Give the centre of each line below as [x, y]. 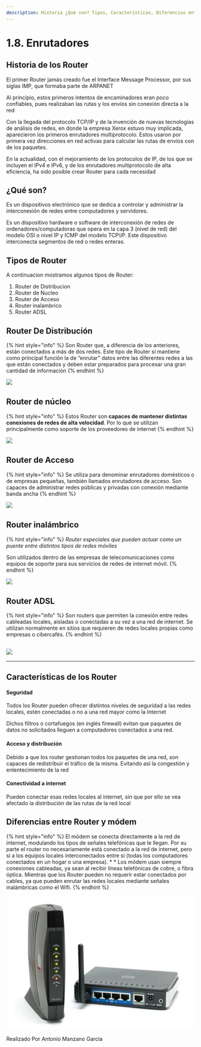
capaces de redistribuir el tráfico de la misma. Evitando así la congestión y [98, 763]
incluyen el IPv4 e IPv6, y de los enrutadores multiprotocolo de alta [89, 165]
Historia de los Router [47, 65]
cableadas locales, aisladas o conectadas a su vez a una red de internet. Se [100, 622]
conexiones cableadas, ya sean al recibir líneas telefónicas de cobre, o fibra [100, 868]
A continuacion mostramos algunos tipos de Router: [70, 275]
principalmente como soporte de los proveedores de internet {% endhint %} [100, 429]
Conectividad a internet [36, 784]
